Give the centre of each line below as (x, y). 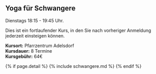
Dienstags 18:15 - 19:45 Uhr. (35, 20)
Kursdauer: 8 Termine (29, 51)
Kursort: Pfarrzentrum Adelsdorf (40, 46)
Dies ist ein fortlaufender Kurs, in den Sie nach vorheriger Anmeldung (78, 30)
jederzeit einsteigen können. (35, 35)
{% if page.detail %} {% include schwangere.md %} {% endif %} (73, 66)
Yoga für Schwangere (40, 8)
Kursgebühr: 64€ (24, 56)
